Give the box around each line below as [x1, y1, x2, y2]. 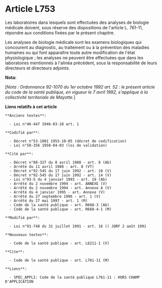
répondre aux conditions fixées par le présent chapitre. [5, 30, 115, 36]
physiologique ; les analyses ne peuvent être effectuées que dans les [5, 54, 144, 60]
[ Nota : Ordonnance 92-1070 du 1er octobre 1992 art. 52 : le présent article [5, 84, 155, 90]
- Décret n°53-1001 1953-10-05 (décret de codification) [9, 139, 127, 144]
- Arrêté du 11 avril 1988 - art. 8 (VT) [9, 164, 95, 169]
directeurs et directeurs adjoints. [5, 65, 70, 71]
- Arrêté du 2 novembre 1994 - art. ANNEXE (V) [9, 181, 108, 186]
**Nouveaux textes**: [5, 232, 49, 237]
